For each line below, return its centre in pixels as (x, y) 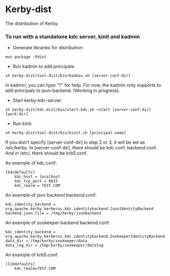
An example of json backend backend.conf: (51, 195)
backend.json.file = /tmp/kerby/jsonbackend (53, 213)
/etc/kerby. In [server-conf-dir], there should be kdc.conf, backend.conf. (81, 148)
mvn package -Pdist (26, 57)
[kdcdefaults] (20, 172)
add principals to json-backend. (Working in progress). (63, 90)
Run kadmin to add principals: (44, 67)
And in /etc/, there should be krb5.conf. (47, 153)
